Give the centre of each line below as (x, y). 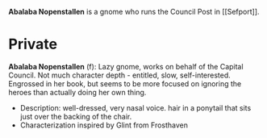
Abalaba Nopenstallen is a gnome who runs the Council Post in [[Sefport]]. (134, 12)
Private (33, 44)
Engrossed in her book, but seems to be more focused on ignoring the (125, 83)
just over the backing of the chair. (76, 116)
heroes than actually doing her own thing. (77, 92)
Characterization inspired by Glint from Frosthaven (104, 125)
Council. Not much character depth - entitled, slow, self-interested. (120, 75)
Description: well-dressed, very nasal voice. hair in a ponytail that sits (136, 107)
